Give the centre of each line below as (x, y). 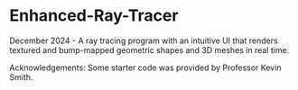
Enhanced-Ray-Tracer (94, 16)
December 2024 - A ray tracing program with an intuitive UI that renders (144, 40)
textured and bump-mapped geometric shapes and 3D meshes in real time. (149, 49)
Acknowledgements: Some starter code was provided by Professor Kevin (145, 67)
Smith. (21, 76)
